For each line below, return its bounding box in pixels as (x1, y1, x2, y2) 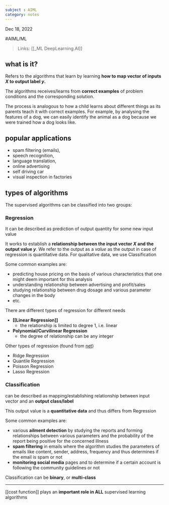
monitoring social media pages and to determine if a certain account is (12, 459, 161, 465)
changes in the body (12, 292, 55, 298)
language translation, (12, 158, 57, 164)
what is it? (5, 60, 38, 68)
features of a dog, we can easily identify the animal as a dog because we (5, 114, 157, 120)
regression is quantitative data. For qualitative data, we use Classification (5, 252, 157, 258)
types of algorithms (5, 188, 68, 197)
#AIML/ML (5, 36, 27, 42)
